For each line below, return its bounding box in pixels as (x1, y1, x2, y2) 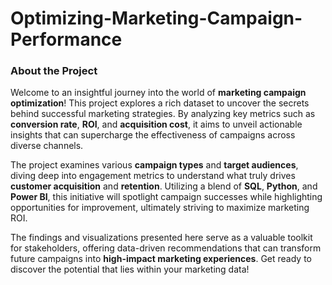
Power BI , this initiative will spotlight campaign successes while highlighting (10, 191, 323, 203)
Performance (10, 28, 123, 51)
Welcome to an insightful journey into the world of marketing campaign (10, 87, 307, 99)
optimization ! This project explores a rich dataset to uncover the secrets (10, 97, 310, 109)
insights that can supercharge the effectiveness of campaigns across (10, 129, 296, 141)
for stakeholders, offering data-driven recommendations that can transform (10, 242, 322, 254)
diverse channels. (10, 140, 84, 152)
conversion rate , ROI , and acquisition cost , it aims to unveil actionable (10, 118, 303, 131)
